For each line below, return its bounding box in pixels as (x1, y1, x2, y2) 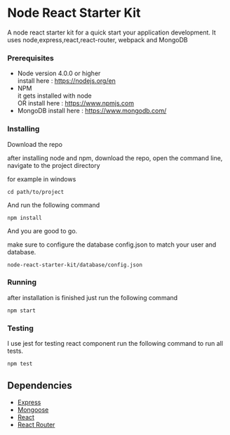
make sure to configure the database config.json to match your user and (7, 240, 217, 249)
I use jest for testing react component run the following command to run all (7, 339, 223, 348)
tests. (7, 346, 23, 356)
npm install (7, 214, 42, 221)
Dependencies (7, 379, 72, 391)
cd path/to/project (7, 188, 65, 195)
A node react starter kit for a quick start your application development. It (7, 28, 216, 37)
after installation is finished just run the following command (7, 293, 178, 301)
